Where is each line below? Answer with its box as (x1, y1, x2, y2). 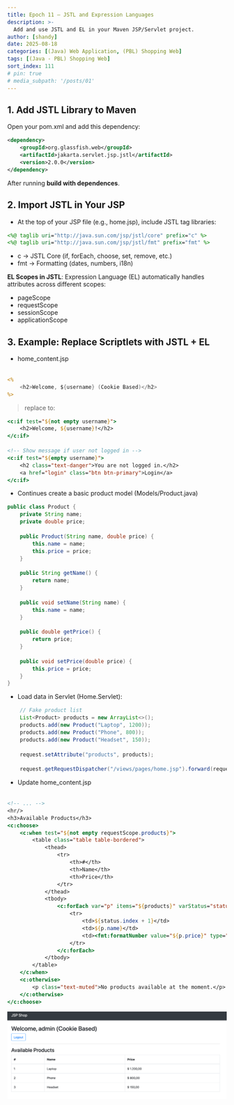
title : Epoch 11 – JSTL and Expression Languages (7, 11, 155, 18)
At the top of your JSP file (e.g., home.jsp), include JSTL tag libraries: (17, 217, 217, 226)
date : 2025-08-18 (7, 40, 58, 48)
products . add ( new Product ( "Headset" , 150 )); (19, 736, 151, 743)
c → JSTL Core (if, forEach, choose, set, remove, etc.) (17, 252, 173, 261)
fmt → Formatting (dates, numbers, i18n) (17, 259, 134, 268)
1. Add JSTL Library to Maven (7, 104, 137, 116)
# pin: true (7, 70, 42, 77)
